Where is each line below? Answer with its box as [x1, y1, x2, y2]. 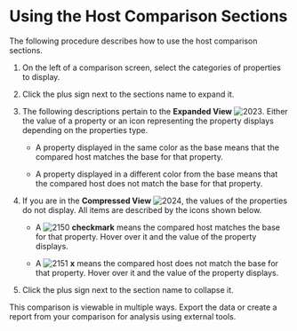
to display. [21, 71, 60, 82]
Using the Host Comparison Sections [9, 6, 288, 27]
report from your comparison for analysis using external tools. [9, 311, 237, 321]
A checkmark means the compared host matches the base [35, 222, 280, 232]
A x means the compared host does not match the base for [35, 257, 278, 268]
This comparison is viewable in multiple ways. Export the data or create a [9, 302, 277, 312]
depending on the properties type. [21, 124, 148, 135]
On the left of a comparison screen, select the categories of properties [21, 62, 282, 73]
